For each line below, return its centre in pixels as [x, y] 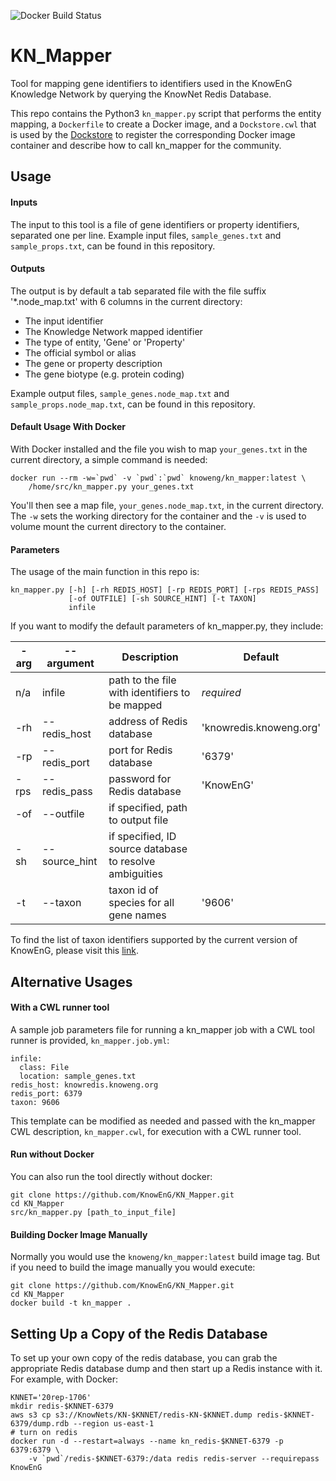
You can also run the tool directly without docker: [111, 1176]
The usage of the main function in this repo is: [105, 572]
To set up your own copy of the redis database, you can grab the [144, 1357]
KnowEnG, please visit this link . [74, 951]
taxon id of [133, 890]
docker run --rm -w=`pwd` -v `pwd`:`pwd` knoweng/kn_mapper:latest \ [158, 478]
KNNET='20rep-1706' [51, 1397]
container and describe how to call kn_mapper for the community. [146, 145]
